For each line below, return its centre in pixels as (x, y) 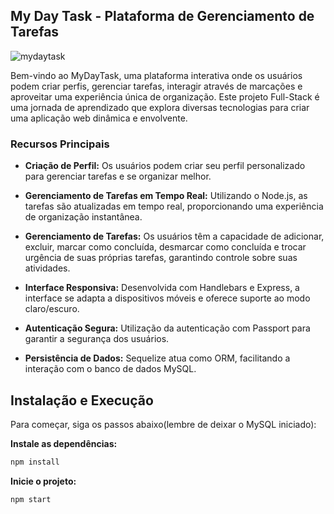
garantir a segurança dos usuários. (97, 339)
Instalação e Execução (82, 400)
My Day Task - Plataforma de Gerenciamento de (162, 16)
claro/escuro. (52, 309)
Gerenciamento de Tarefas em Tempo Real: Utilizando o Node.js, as (166, 196)
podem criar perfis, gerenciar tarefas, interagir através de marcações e (156, 86)
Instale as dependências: (64, 443)
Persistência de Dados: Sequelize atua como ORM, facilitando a (157, 358)
